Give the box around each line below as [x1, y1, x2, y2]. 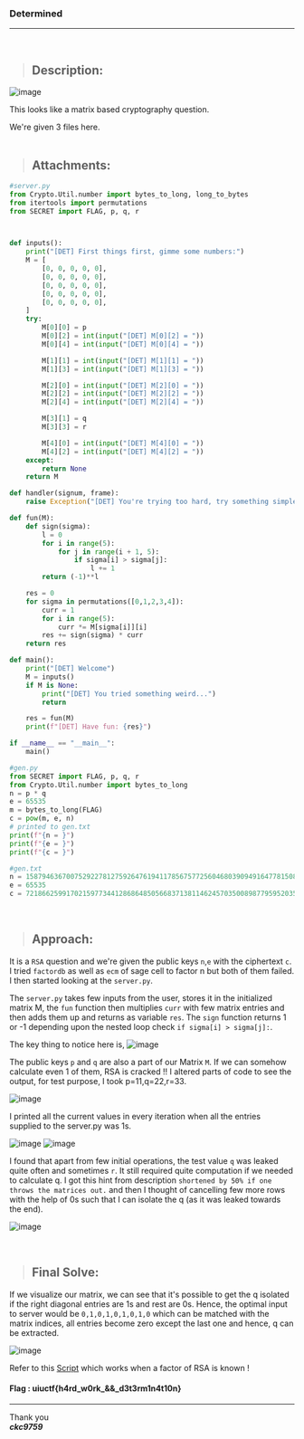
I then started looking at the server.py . [9, 975, 154, 986]
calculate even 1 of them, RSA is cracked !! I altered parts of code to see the [9, 1066, 292, 1077]
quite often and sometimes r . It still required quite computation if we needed [9, 1165, 294, 1176]
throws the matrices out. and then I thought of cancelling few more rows [9, 1184, 286, 1195]
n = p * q [9, 788, 47, 798]
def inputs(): [9, 239, 63, 248]
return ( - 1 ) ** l [42, 573, 100, 582]
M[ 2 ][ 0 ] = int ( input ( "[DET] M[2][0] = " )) [42, 381, 204, 390]
